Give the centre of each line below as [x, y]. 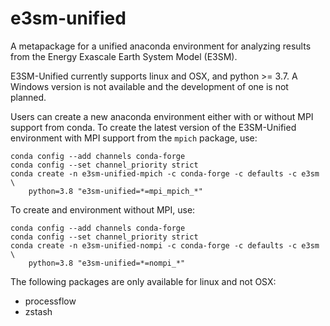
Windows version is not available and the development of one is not [149, 86]
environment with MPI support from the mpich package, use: [134, 138]
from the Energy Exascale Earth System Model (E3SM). [124, 56]
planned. [28, 97]
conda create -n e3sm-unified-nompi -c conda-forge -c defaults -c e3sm [165, 245]
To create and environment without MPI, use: [103, 209]
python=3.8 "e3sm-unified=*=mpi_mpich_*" [115, 191]
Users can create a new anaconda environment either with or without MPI [162, 116]
